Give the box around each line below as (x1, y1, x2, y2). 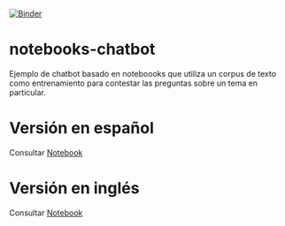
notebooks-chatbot (9, 40, 156, 59)
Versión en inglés (9, 178, 140, 199)
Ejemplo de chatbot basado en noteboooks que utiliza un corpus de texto (9, 68, 277, 79)
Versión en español (9, 118, 155, 139)
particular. (9, 87, 46, 97)
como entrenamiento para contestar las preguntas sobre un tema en (9, 78, 258, 88)
